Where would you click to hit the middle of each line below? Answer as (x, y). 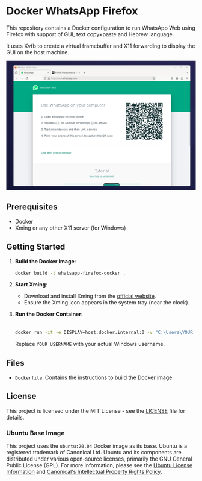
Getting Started (36, 247)
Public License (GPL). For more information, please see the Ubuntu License (99, 465)
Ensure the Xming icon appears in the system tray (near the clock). (107, 303)
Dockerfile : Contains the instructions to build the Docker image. (94, 377)
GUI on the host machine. (38, 52)
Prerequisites (32, 207)
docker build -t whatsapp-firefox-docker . (70, 273)
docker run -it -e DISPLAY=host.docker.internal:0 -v (84, 333)
